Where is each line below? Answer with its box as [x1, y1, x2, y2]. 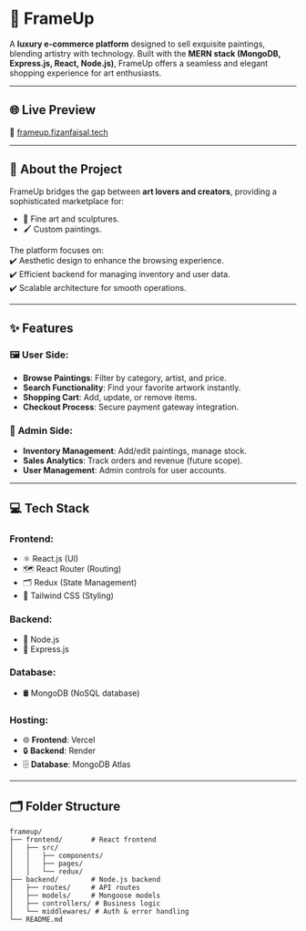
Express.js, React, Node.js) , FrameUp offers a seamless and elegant [9, 57, 269, 68]
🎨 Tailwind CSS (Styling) [22, 590, 114, 601]
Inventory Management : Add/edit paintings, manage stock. [22, 445, 248, 456]
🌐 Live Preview [9, 102, 97, 118]
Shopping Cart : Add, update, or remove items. [22, 392, 198, 403]
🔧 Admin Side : [9, 424, 73, 437]
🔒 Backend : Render [22, 745, 97, 756]
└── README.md [9, 915, 64, 924]
